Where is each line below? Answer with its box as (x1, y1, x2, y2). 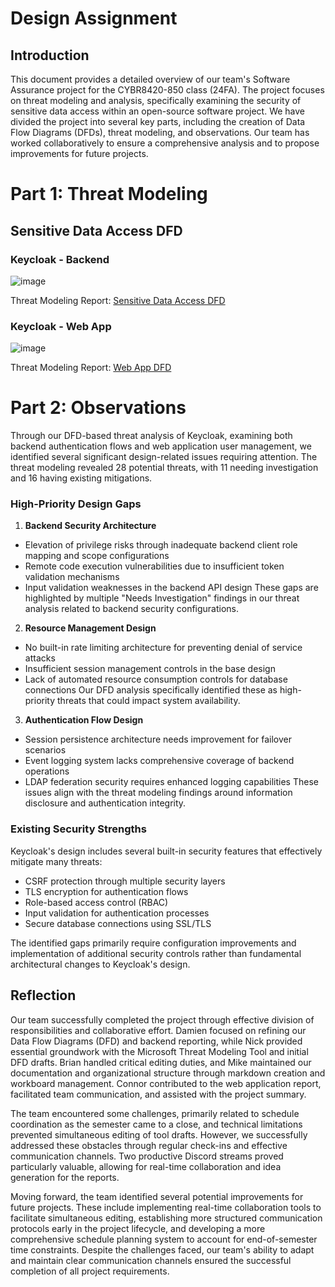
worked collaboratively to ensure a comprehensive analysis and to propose (10, 137, 320, 149)
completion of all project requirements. (10, 1265, 170, 1277)
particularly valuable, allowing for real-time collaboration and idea (10, 1160, 282, 1172)
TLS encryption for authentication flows (24, 885, 189, 897)
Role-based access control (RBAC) (24, 896, 169, 908)
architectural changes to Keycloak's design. (10, 958, 191, 970)
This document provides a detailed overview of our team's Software (10, 73, 291, 85)
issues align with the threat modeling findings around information (24, 787, 293, 799)
